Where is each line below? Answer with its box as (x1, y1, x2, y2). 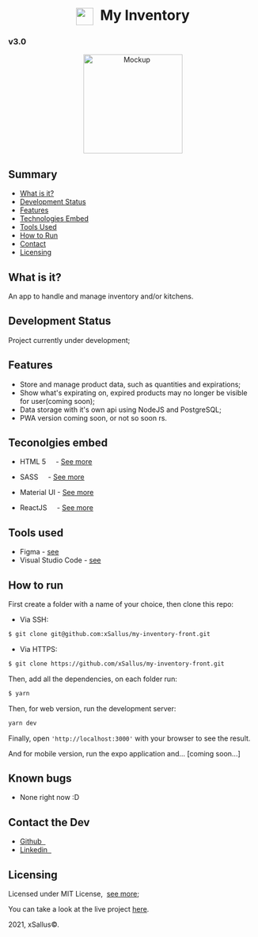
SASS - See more (19, 472, 85, 482)
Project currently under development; (8, 335, 131, 345)
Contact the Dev (8, 815, 90, 829)
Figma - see (19, 547, 59, 557)
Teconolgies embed (8, 436, 108, 449)
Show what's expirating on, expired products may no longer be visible (19, 387, 248, 398)
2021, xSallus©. (8, 920, 59, 929)
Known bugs (8, 771, 73, 785)
